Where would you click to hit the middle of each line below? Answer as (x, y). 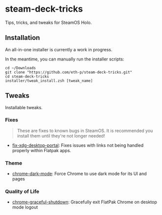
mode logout (25, 207)
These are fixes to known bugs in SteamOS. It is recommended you (85, 131)
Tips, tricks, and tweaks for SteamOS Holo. (48, 22)
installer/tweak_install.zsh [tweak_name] (49, 81)
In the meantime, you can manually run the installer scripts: (65, 59)
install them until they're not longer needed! (61, 136)
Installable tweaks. (24, 107)
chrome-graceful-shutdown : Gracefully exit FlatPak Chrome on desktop (85, 202)
